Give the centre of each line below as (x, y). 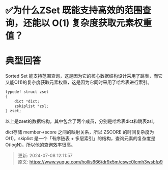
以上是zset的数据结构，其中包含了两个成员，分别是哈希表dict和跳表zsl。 (81, 121)
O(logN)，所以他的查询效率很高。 (40, 145)
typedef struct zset (27, 92)
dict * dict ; (27, 101)
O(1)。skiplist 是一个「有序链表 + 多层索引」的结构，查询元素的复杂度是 (80, 138)
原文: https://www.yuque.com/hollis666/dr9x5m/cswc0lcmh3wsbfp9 (90, 162)
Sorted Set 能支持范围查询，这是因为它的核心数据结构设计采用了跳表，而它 (84, 76)
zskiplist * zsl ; (32, 106)
